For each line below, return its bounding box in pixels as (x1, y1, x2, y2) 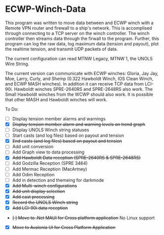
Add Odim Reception (12, 171, 55, 177)
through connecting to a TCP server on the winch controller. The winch (5, 30, 150, 36)
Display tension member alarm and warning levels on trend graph (12, 121, 146, 127)
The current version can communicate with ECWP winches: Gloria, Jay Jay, (5, 70, 159, 76)
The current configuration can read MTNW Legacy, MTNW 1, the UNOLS (5, 55, 153, 61)
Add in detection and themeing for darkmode (12, 177, 104, 183)
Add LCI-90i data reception (12, 205, 68, 211)
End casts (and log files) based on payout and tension (12, 138, 123, 144)
